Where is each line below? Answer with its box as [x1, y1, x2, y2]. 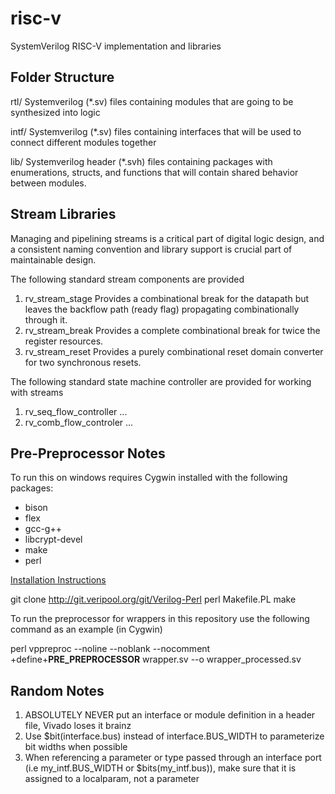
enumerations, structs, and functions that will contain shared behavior [10, 166, 299, 178]
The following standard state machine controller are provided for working [10, 375, 312, 387]
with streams [10, 386, 64, 398]
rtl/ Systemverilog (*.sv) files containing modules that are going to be [10, 95, 294, 107]
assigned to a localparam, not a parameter [24, 773, 200, 785]
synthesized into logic [10, 106, 101, 118]
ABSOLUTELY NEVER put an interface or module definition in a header [24, 709, 316, 721]
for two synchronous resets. [24, 356, 142, 368]
